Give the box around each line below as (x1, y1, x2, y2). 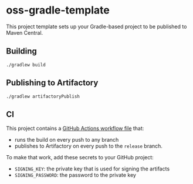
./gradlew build (6, 62, 46, 68)
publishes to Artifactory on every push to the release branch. (14, 142, 163, 150)
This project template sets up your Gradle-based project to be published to (6, 23, 187, 30)
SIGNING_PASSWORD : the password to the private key (14, 172, 137, 179)
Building (6, 46, 37, 56)
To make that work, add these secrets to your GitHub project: (6, 154, 154, 161)
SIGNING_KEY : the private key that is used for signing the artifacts (14, 165, 170, 172)
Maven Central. (6, 29, 43, 36)
